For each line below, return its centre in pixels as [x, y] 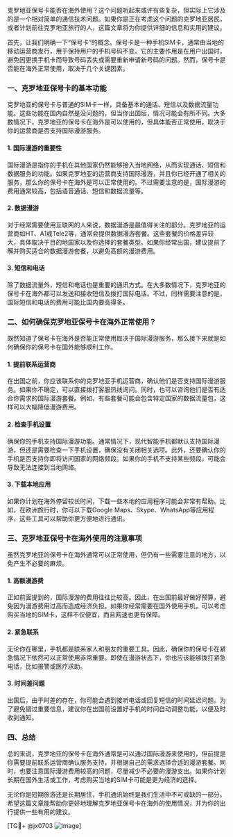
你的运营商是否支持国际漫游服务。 [56, 131]
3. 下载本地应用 [29, 485]
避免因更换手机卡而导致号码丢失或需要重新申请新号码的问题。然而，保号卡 [113, 60]
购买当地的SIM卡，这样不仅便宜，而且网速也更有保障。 [86, 615]
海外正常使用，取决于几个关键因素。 [77, 68]
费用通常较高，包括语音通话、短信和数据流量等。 [77, 190]
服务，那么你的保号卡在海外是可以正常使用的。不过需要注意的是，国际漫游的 [116, 182]
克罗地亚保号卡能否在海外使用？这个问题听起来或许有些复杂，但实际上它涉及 [116, 10]
